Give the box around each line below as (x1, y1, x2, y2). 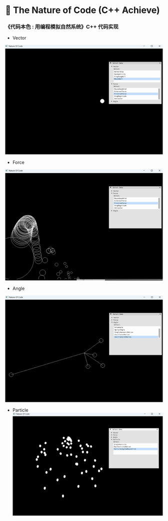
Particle (12, 407, 28, 413)
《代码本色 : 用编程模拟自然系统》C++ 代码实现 (5, 24, 119, 31)
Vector (12, 35, 26, 41)
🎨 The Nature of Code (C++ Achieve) (5, 5, 160, 16)
